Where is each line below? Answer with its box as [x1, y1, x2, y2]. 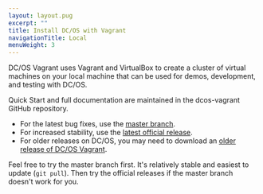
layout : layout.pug [8, 11, 73, 20]
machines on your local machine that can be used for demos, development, [8, 72, 257, 81]
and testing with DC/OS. [8, 80, 88, 90]
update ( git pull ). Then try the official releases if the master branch [8, 169, 234, 178]
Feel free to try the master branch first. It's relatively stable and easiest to [8, 160, 249, 169]
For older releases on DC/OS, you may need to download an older [19, 136, 237, 145]
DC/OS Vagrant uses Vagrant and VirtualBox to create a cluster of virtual [8, 63, 246, 72]
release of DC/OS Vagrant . [19, 145, 108, 154]
